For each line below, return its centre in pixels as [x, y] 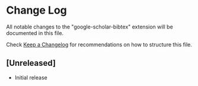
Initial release [31, 77]
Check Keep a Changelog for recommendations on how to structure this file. [99, 44]
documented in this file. [35, 33]
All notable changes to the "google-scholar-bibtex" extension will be [90, 27]
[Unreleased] [31, 63]
